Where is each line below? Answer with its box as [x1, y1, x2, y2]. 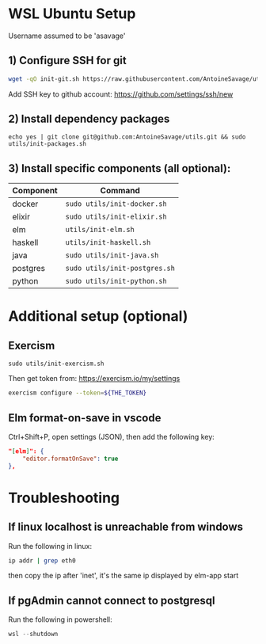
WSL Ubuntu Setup [8, 5, 136, 23]
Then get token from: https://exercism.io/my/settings [8, 374, 180, 383]
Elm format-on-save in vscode [8, 411, 161, 425]
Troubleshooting [8, 489, 120, 507]
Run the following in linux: [8, 541, 93, 551]
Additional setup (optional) [8, 307, 188, 326]
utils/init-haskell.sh [65, 238, 151, 247]
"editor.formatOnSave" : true [22, 455, 119, 463]
